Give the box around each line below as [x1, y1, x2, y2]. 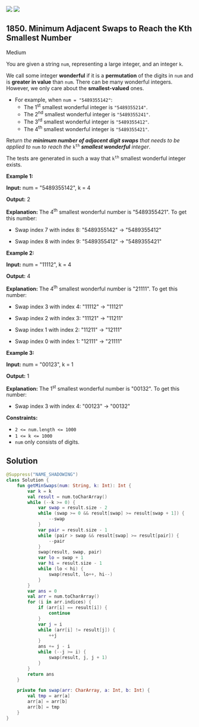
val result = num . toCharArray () [27, 494, 108, 500]
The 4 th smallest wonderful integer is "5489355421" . [23, 124, 150, 132]
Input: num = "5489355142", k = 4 [6, 184, 91, 191]
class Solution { [6, 477, 49, 483]
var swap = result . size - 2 [37, 505, 108, 511]
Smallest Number [6, 33, 72, 43]
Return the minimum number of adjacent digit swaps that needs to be [6, 137, 180, 144]
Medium [6, 48, 27, 56]
